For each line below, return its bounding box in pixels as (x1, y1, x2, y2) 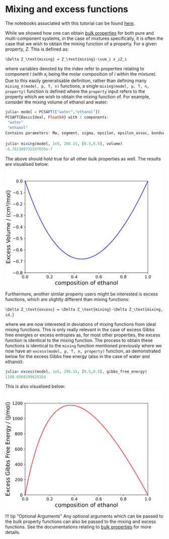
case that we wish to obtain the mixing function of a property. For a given (5, 40, 157, 46)
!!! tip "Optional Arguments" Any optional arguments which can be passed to (5, 513, 163, 519)
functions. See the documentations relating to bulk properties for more (5, 524, 152, 530)
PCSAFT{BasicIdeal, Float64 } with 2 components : (5, 114, 109, 119)
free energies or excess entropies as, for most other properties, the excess (5, 332, 160, 338)
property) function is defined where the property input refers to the (5, 88, 145, 94)
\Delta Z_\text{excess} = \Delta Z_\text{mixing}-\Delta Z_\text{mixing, (5, 307, 163, 312)
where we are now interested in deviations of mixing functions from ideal (5, 321, 156, 327)
